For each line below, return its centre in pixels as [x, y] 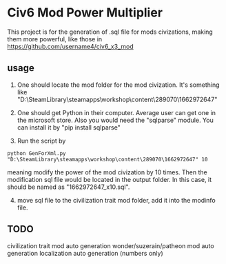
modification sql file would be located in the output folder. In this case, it [110, 179]
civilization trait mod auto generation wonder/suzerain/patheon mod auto [111, 245]
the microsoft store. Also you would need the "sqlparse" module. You [115, 120]
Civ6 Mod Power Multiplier [85, 13]
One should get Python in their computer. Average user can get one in [116, 112]
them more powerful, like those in [55, 39]
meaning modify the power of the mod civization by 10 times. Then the [107, 172]
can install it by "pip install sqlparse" [69, 127]
